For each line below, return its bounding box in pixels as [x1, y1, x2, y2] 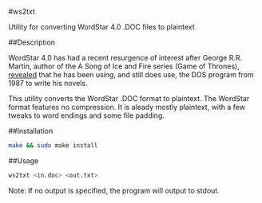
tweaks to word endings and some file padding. [8, 111, 165, 120]
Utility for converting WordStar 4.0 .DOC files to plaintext [8, 22, 195, 31]
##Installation [8, 127, 54, 135]
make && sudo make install [8, 142, 98, 150]
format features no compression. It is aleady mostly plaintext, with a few [8, 103, 246, 111]
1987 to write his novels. [8, 79, 88, 88]
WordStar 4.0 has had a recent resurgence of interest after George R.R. [8, 53, 242, 62]
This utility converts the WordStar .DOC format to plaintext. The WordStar [8, 94, 250, 103]
